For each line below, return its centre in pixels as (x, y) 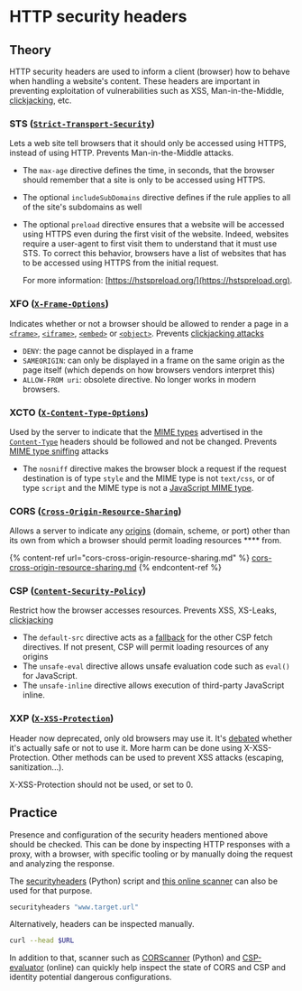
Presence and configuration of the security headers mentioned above (139, 834)
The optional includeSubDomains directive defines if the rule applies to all (156, 198)
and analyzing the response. (62, 863)
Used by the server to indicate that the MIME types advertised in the (136, 431)
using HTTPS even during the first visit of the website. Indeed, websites (156, 234)
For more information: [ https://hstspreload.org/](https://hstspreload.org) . (157, 281)
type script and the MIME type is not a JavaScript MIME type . (138, 487)
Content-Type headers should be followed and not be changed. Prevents (143, 441)
